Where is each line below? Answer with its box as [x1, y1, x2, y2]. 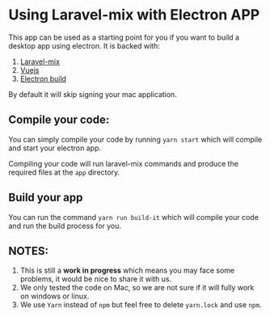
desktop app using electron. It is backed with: [8, 40, 160, 50]
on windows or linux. [19, 291, 90, 301]
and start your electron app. [8, 143, 101, 153]
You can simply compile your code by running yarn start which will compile [8, 134, 263, 144]
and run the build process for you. [8, 221, 122, 230]
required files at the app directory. [8, 167, 120, 177]
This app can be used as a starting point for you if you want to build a [8, 32, 240, 42]
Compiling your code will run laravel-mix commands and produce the [8, 158, 238, 168]
